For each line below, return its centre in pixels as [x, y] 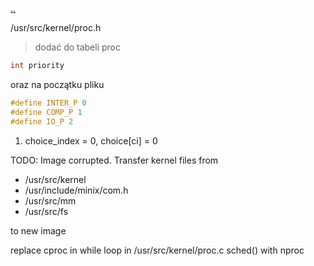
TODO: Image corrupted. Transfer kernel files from [114, 160]
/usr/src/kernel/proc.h [56, 27]
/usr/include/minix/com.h [76, 190]
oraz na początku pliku [57, 84]
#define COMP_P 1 [46, 112]
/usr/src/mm [50, 200]
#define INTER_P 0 [48, 103]
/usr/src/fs [46, 211]
